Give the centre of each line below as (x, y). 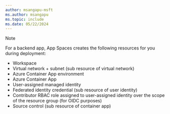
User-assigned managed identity (47, 85)
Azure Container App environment (48, 74)
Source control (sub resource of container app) (62, 106)
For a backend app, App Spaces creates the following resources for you (80, 48)
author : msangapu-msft (29, 10)
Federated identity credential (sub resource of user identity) (75, 90)
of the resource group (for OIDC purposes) (57, 101)
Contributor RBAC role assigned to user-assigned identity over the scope (89, 95)
